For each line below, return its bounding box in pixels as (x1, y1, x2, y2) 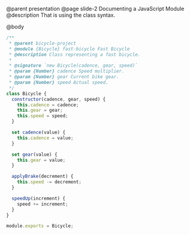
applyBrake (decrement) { (11, 174, 74, 180)
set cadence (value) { (11, 129, 66, 135)
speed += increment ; (17, 201, 68, 207)
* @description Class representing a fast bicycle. (8, 51, 141, 58)
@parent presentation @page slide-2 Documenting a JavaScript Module (6, 5, 185, 12)
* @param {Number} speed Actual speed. (8, 79, 109, 85)
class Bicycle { (6, 90, 47, 97)
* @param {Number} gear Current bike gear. (8, 74, 119, 80)
